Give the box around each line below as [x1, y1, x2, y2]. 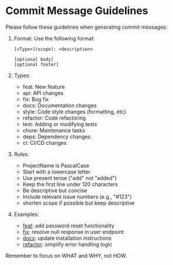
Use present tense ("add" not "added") [22, 174, 117, 181]
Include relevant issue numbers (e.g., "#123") [22, 193, 132, 200]
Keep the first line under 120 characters [22, 181, 118, 188]
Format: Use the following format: [13, 35, 95, 42]
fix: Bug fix [22, 96, 49, 103]
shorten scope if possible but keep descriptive [22, 199, 135, 206]
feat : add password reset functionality [22, 222, 115, 229]
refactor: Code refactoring [22, 114, 86, 121]
